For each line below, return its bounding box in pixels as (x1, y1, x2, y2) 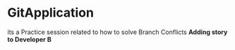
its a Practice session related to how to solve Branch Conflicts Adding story (7, 28, 228, 36)
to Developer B (7, 35, 52, 43)
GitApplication (7, 5, 94, 21)
